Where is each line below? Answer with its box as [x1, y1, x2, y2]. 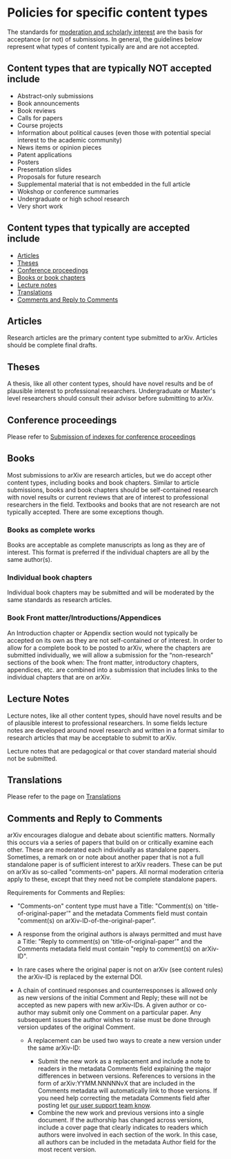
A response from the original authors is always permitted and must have [17, 930, 222, 938]
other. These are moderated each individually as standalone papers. [7, 846, 201, 854]
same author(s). [7, 556, 52, 564]
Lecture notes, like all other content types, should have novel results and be [7, 711, 222, 720]
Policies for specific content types [7, 5, 208, 21]
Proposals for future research [17, 172, 101, 181]
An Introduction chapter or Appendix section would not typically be [7, 628, 198, 637]
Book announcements [17, 99, 80, 107]
